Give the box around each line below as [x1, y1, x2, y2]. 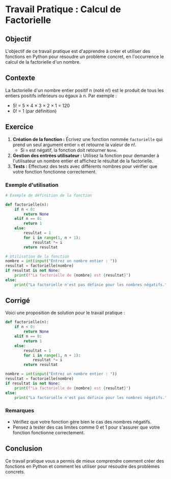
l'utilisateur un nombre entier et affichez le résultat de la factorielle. [12, 158, 154, 164]
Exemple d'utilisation [5, 181, 59, 188]
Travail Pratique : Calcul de [5, 4, 121, 15]
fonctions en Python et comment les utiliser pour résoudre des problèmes [5, 463, 160, 469]
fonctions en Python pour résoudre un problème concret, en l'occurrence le [5, 53, 164, 60]
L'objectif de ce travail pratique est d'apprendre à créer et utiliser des [5, 48, 151, 54]
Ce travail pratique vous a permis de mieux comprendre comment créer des [5, 458, 164, 464]
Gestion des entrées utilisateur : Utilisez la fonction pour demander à [12, 152, 159, 158]
